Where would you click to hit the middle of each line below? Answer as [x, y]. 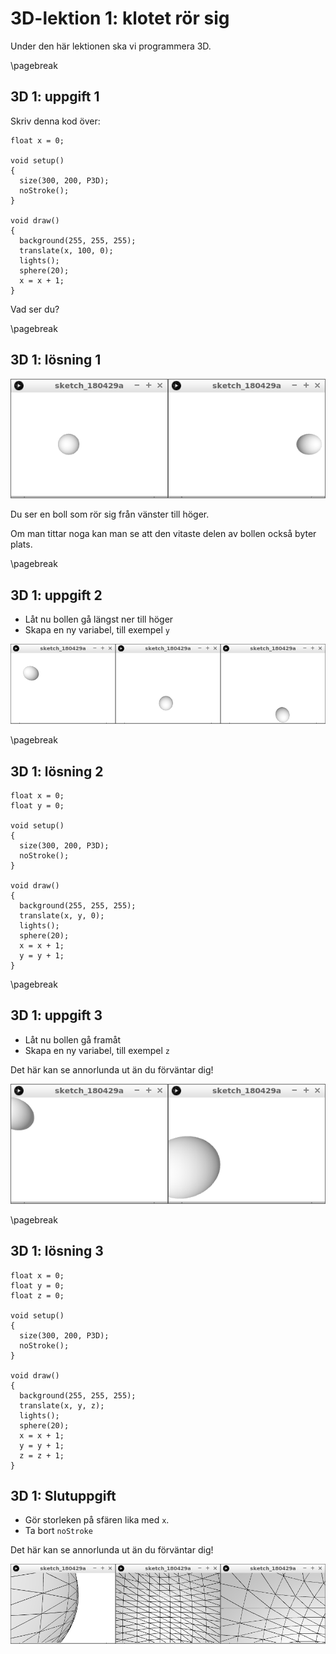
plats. [21, 544]
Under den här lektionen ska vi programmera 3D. [111, 46]
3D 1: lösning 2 [57, 771]
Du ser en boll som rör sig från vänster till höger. [110, 514]
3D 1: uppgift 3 [56, 1015]
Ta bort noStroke [58, 1531]
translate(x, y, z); [62, 1405]
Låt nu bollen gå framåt [73, 1039]
